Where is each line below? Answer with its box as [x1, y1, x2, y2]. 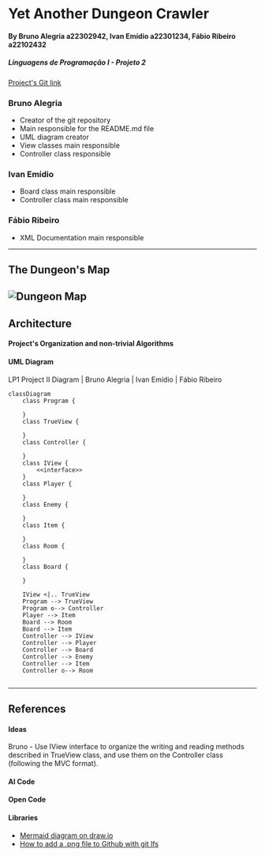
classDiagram [8, 390, 51, 398]
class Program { [22, 397, 77, 405]
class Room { [22, 542, 65, 550]
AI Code [8, 776, 35, 786]
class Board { [22, 563, 69, 571]
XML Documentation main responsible [19, 232, 144, 242]
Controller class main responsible [19, 195, 129, 205]
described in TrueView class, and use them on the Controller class [8, 750, 223, 760]
